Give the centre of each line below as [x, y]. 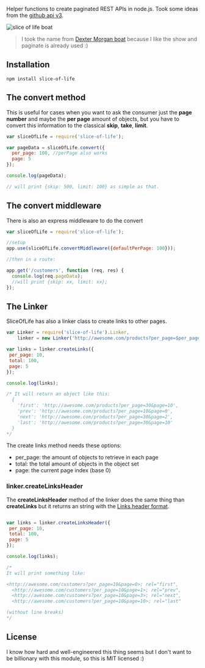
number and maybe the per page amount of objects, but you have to [93, 119]
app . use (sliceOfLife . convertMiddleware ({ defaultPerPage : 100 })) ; [91, 248]
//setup [16, 243]
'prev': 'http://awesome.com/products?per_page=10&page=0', [95, 411]
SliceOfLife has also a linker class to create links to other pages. [87, 321]
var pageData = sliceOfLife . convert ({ [56, 147]
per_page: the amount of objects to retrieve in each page [87, 458]
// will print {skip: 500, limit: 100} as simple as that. [83, 187]
